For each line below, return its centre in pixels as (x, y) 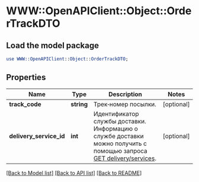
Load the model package (53, 45)
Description (125, 94)
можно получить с (120, 143)
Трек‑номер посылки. (125, 104)
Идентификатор (116, 114)
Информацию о (116, 129)
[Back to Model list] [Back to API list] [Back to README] (74, 173)
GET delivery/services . (125, 158)
